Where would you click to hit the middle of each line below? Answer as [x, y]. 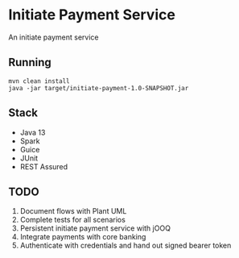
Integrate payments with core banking [83, 237]
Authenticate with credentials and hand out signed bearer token [126, 246]
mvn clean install [39, 81]
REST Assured [44, 166]
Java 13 [33, 132]
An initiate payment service [54, 37]
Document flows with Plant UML [73, 211]
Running [30, 62]
